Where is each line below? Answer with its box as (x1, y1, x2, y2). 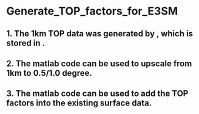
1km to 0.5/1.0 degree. (6, 68, 93, 78)
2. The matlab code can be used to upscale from (6, 58, 192, 69)
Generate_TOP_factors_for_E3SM (6, 4, 178, 18)
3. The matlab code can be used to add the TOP (6, 89, 189, 99)
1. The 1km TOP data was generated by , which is (6, 29, 193, 39)
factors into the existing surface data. (6, 98, 152, 109)
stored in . (6, 38, 46, 48)
